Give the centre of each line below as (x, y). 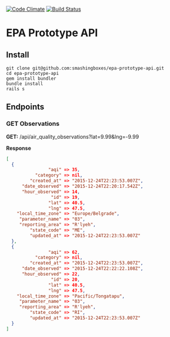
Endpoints (25, 107)
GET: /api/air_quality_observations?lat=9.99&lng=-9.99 (73, 136)
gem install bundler (31, 78)
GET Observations (33, 124)
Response (19, 148)
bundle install (25, 84)
